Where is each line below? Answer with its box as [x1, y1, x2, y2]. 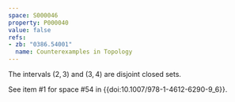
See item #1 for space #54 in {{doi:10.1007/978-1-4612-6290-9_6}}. [8, 85, 228, 94]
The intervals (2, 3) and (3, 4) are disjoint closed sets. [8, 70, 182, 78]
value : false [8, 26, 51, 34]
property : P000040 [8, 19, 69, 27]
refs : [8, 33, 26, 42]
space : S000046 [8, 11, 59, 20]
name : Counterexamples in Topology [15, 48, 133, 56]
